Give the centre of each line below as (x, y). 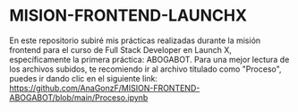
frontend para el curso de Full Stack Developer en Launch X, (121, 49)
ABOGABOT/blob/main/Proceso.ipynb (79, 97)
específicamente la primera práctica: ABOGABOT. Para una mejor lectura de (149, 59)
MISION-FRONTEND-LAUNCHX (128, 16)
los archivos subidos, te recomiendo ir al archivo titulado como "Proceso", (145, 69)
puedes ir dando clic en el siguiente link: (84, 78)
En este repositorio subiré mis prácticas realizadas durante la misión (135, 40)
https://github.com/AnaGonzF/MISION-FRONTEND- (105, 88)
